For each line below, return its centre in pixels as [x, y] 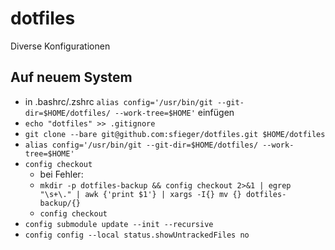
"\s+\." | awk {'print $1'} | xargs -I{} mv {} [140, 194]
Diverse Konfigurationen [60, 46]
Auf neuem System [71, 77]
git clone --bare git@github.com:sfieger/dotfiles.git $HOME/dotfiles [175, 134]
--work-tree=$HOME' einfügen [174, 112]
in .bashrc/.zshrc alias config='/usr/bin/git [118, 101]
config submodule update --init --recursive [119, 224]
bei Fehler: [61, 174]
